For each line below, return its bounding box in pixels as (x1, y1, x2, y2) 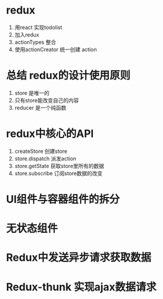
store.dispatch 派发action (14, 155, 76, 162)
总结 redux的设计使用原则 (6, 69, 131, 83)
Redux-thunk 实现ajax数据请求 (6, 280, 157, 294)
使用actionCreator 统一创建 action (14, 45, 97, 53)
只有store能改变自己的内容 (14, 97, 79, 104)
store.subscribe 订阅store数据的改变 (14, 169, 103, 177)
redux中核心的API (6, 127, 94, 140)
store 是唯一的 (14, 89, 50, 96)
